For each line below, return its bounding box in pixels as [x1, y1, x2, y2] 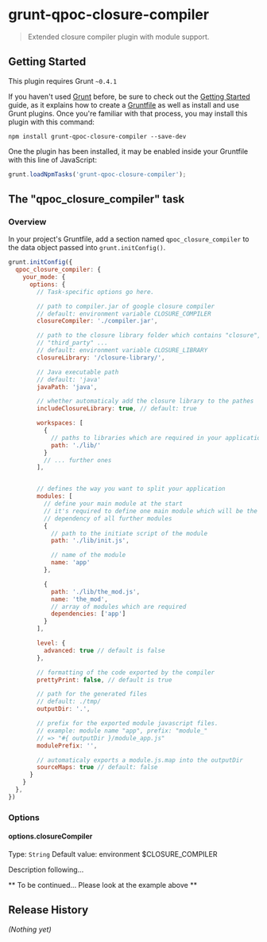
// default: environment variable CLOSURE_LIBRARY [37, 347, 208, 355]
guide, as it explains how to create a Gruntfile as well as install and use [8, 100, 240, 109]
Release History [8, 903, 89, 917]
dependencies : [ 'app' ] [50, 610, 126, 618]
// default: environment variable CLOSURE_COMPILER [37, 309, 212, 318]
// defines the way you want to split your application [37, 485, 226, 493]
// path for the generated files [37, 690, 148, 698]
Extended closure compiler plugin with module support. [27, 32, 210, 41]
